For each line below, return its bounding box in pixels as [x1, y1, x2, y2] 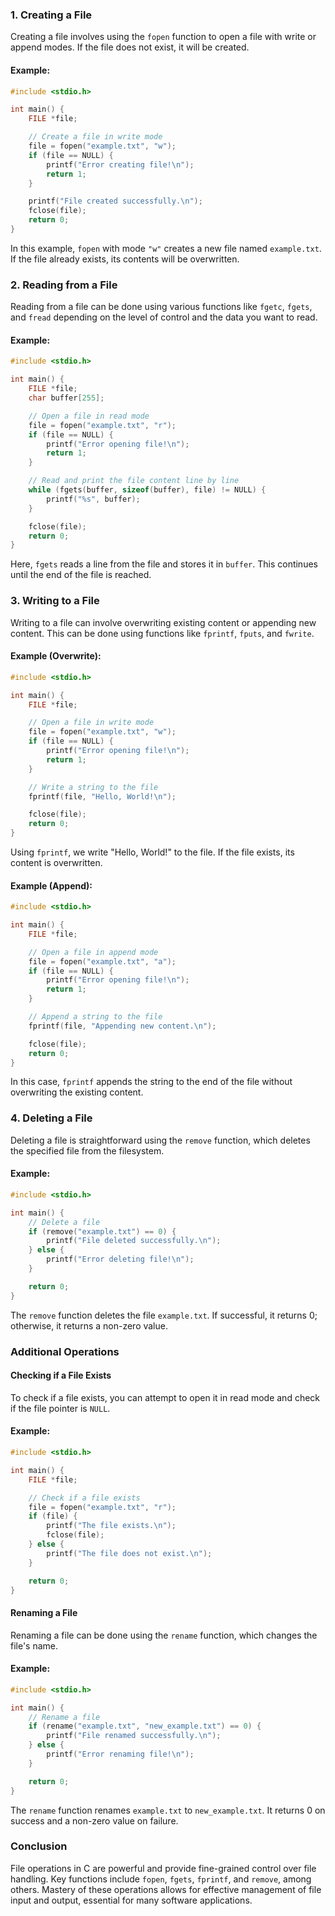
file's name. [10, 1639, 59, 1652]
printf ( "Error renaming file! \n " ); [46, 1749, 195, 1760]
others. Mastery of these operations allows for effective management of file [10, 1883, 322, 1895]
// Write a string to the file [28, 782, 159, 792]
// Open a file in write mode [28, 718, 155, 728]
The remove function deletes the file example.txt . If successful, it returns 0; [10, 1309, 318, 1321]
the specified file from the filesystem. [10, 1144, 165, 1157]
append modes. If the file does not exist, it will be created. [10, 41, 250, 53]
